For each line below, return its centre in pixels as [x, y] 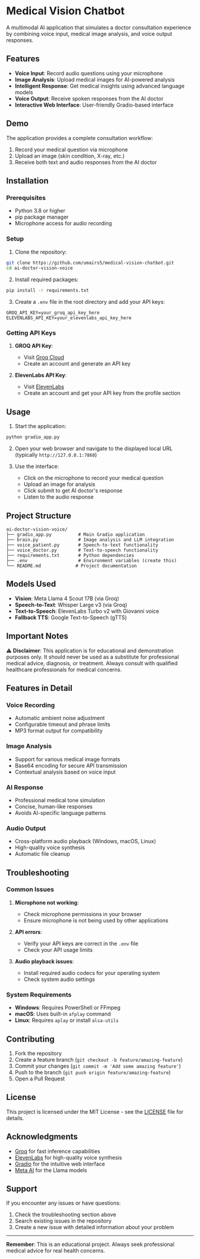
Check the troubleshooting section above [65, 1215]
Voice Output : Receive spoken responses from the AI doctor [89, 98]
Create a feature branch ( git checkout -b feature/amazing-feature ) [99, 1059]
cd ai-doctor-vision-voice [40, 268]
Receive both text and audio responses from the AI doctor [86, 162]
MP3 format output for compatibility [59, 731]
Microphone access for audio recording [63, 223]
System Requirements [39, 995]
